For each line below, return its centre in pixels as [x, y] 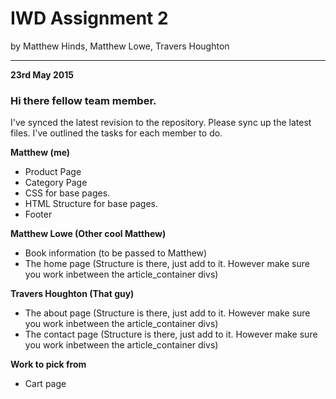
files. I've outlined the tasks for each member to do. [116, 133]
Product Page [53, 172]
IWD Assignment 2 [89, 18]
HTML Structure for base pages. [91, 204]
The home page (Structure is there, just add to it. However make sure [167, 264]
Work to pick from [48, 364]
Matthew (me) [40, 153]
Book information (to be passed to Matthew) [116, 253]
